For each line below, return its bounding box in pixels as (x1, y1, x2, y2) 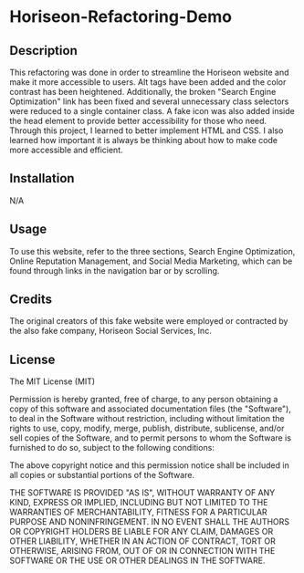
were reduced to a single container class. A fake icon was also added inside (9, 106, 295, 116)
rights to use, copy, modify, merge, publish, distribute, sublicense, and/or (9, 422, 285, 434)
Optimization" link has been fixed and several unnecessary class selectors (9, 96, 289, 107)
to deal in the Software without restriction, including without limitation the (9, 413, 285, 424)
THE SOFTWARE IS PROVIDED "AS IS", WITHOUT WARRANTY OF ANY (9, 487, 276, 498)
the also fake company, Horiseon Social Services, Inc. (9, 326, 212, 337)
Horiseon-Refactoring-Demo (9, 6, 233, 27)
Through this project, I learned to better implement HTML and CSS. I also (9, 125, 284, 136)
